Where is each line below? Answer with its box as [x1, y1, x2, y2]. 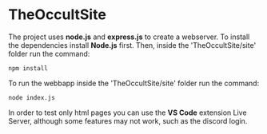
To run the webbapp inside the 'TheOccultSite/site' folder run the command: [8, 78, 260, 88]
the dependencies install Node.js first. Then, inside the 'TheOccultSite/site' [8, 40, 257, 49]
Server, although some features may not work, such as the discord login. [8, 116, 248, 125]
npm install [8, 64, 48, 73]
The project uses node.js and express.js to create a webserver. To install [8, 32, 250, 41]
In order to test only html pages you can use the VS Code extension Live [8, 108, 247, 117]
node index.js [8, 93, 56, 101]
